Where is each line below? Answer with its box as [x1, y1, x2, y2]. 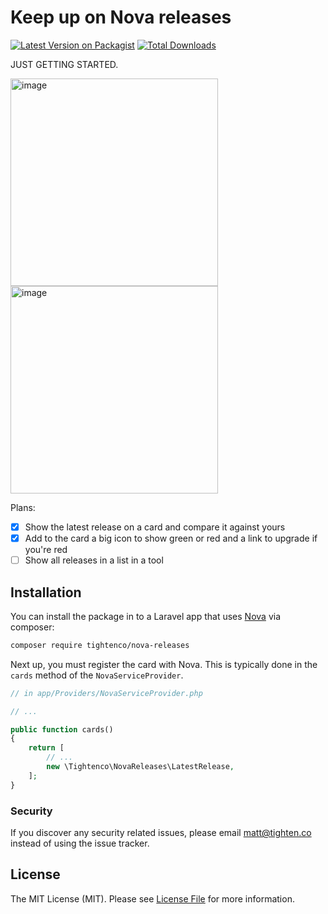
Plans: [10, 501, 36, 513]
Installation [10, 584, 82, 601]
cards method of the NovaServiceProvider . [10, 669, 184, 681]
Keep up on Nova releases [10, 6, 232, 29]
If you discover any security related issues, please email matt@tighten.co [10, 826, 312, 838]
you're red [24, 544, 68, 556]
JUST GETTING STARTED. [10, 58, 119, 70]
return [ [28, 743, 65, 753]
